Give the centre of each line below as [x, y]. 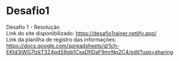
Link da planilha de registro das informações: [61, 39]
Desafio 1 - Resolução [33, 27]
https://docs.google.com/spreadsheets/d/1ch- [63, 46]
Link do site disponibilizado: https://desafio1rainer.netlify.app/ [81, 33]
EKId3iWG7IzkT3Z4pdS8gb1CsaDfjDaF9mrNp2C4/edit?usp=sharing [90, 52]
